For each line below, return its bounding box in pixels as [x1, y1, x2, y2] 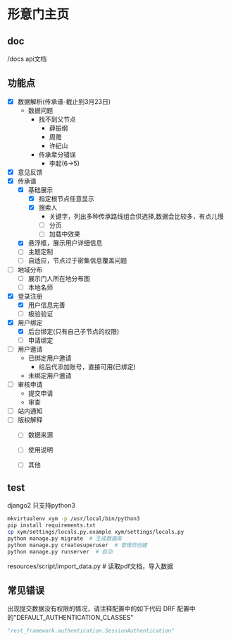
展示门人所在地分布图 [27, 274, 90, 282]
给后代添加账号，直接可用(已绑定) [38, 363, 136, 371]
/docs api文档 [7, 54, 47, 63]
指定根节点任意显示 [38, 195, 95, 203]
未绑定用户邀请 [27, 371, 72, 380]
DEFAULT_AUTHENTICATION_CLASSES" [16, 613, 134, 622]
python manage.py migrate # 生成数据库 [7, 534, 122, 542]
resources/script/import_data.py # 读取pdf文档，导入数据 [7, 562, 174, 570]
